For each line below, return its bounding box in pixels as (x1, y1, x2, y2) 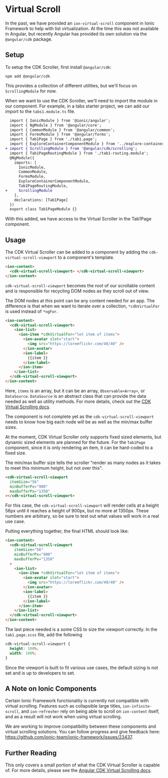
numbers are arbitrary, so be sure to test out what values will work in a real (5, 513, 159, 519)
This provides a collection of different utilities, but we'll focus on (5, 82, 137, 88)
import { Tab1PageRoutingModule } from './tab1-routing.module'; (9, 151, 149, 156)
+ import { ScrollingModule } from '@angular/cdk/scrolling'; (5, 146, 137, 151)
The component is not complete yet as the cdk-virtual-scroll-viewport (5, 413, 154, 419)
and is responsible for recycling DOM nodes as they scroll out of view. (5, 288, 149, 294)
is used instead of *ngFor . (5, 308, 58, 314)
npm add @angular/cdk (5, 74, 50, 79)
